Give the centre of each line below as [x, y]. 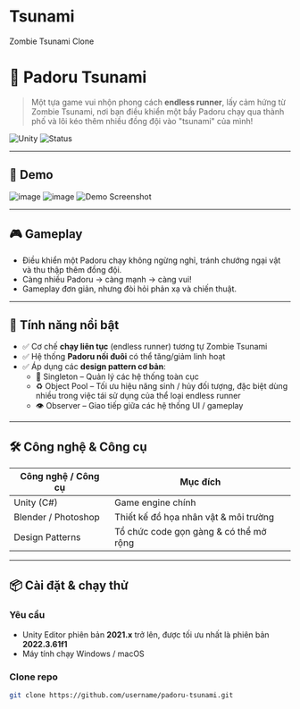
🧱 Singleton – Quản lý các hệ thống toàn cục [117, 376]
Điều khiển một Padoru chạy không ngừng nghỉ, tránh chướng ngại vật [151, 260]
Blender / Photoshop [57, 518]
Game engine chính [155, 502]
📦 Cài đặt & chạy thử [69, 585]
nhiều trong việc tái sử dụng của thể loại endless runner [138, 396]
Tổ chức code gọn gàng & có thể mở [191, 532]
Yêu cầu [27, 615]
